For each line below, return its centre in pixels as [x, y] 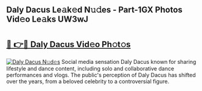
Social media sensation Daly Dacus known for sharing [129, 62]
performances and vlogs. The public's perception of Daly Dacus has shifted [101, 75]
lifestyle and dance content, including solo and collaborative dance [90, 68]
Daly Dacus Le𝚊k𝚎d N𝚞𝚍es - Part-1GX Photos [94, 10]
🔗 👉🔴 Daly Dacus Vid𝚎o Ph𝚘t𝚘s [68, 44]
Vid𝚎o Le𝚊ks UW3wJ [47, 20]
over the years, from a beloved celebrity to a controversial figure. [88, 81]
